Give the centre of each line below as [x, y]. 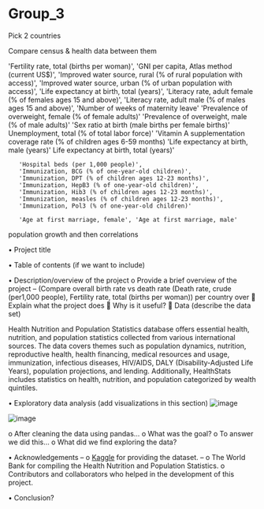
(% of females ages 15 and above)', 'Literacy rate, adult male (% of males [127, 99]
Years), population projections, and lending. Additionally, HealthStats [119, 371]
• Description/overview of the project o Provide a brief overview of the [123, 280]
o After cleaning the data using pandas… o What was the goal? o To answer [131, 433]
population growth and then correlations [73, 234]
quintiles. [23, 387]
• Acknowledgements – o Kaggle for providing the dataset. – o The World [127, 457]
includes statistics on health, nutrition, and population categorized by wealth [132, 379]
